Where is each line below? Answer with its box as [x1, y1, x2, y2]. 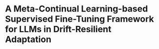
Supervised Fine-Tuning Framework [5, 13, 154, 24]
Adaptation [5, 34, 51, 45]
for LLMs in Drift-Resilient [5, 24, 112, 35]
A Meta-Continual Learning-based [5, 3, 148, 14]
